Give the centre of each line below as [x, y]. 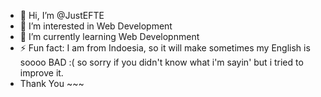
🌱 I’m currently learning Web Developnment [109, 36]
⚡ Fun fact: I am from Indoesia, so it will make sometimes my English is [165, 48]
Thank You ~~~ [52, 83]
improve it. [41, 73]
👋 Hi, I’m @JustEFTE [62, 15]
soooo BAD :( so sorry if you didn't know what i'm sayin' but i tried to [161, 62]
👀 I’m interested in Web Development [96, 26]
